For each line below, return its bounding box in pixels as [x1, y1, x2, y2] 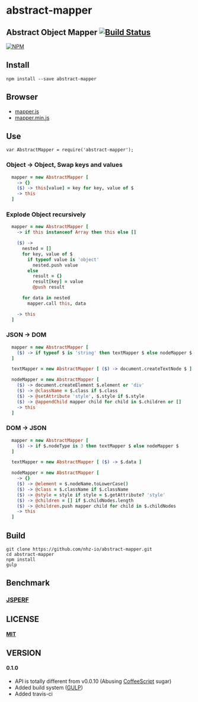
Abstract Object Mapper [6, 27, 98, 37]
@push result [32, 284, 65, 290]
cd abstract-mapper [6, 551, 55, 557]
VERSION [6, 648, 41, 658]
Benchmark [6, 578, 50, 588]
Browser [6, 92, 39, 102]
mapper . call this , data [27, 301, 86, 306]
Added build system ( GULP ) [14, 684, 83, 691]
